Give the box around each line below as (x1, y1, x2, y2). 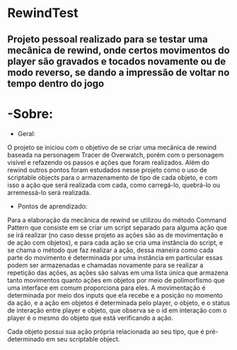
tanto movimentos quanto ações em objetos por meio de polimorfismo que (7, 276, 225, 284)
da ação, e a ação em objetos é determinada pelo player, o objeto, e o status (7, 298, 231, 307)
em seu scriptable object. (45, 334, 120, 343)
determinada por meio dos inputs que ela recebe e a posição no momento (7, 290, 223, 299)
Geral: (17, 129, 35, 137)
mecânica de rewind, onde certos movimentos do (7, 44, 230, 56)
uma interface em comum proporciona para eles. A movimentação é (7, 283, 207, 292)
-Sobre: (7, 106, 54, 122)
